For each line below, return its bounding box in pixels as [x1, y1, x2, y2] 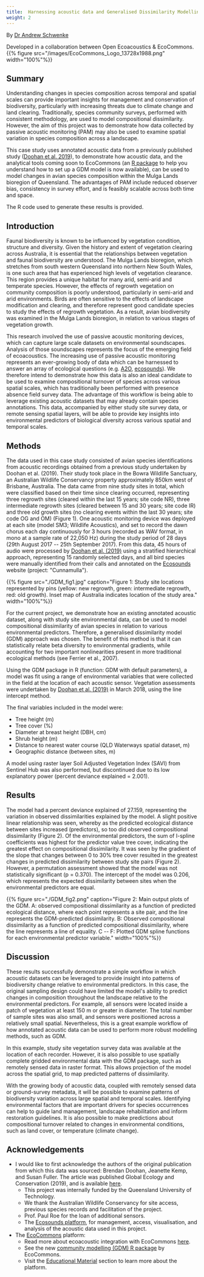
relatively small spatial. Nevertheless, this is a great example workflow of [6, 1020, 188, 1027]
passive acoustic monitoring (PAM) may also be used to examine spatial [6, 128, 186, 135]
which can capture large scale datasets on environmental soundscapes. [6, 339, 186, 347]
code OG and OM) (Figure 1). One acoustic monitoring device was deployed [6, 514, 195, 522]
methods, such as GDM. [6, 1032, 67, 1040]
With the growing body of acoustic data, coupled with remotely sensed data [6, 1081, 196, 1089]
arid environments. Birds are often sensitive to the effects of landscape [6, 295, 184, 302]
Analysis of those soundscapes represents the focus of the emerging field [6, 346, 192, 353]
